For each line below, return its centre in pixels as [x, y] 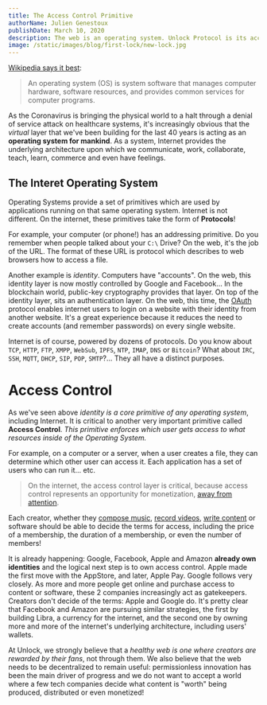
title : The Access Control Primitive [71, 16]
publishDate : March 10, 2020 [56, 30]
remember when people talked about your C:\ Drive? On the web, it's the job [133, 243]
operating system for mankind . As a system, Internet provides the [117, 141]
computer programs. [61, 100]
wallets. [21, 634]
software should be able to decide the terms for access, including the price [131, 526]
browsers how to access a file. [58, 259]
